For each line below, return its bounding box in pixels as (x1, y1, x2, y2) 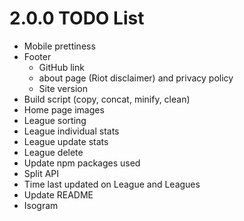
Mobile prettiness (23, 40, 96, 52)
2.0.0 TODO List (9, 7, 145, 30)
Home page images (23, 103, 105, 116)
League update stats (23, 135, 109, 147)
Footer (23, 50, 52, 62)
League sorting (23, 114, 87, 126)
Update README (23, 188, 94, 201)
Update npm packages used (23, 157, 141, 169)
